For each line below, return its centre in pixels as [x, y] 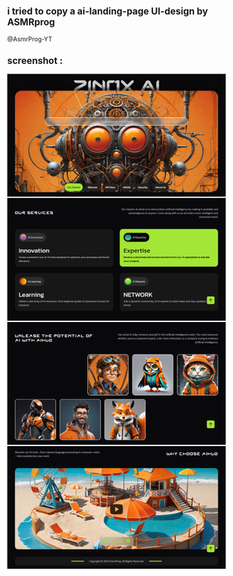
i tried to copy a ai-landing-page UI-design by [107, 11]
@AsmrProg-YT [30, 39]
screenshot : [35, 61]
